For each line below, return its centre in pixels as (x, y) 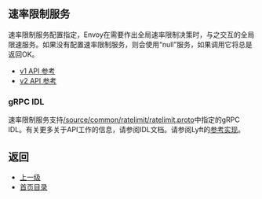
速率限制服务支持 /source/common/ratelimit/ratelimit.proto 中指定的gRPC (124, 120)
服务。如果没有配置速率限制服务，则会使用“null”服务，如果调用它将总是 (137, 44)
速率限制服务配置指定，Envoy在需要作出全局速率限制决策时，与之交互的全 (128, 35)
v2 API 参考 (38, 80)
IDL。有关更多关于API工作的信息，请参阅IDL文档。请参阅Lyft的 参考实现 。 (127, 130)
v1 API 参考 (37, 71)
